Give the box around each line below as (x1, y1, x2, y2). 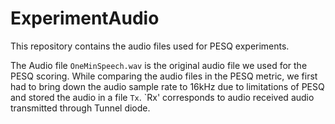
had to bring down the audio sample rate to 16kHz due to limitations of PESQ (10, 80, 325, 92)
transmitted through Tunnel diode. (10, 102, 151, 114)
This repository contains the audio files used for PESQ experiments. (10, 40, 290, 52)
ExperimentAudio (10, 7, 160, 30)
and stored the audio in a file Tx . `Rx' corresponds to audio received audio (10, 91, 315, 103)
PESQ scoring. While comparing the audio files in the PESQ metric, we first (10, 70, 318, 82)
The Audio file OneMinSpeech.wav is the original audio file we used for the (10, 59, 308, 71)
